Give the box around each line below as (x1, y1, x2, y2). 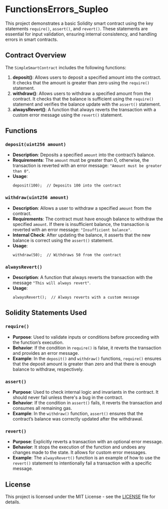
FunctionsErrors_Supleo (5, 4, 108, 15)
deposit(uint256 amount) (5, 142, 67, 148)
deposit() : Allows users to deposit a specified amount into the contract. (12, 74, 161, 80)
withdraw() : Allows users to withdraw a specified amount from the (12, 90, 151, 97)
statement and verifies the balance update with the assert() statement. (12, 101, 161, 107)
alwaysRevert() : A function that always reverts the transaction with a (12, 106, 156, 112)
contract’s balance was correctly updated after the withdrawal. (12, 416, 143, 422)
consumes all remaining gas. (12, 405, 72, 411)
